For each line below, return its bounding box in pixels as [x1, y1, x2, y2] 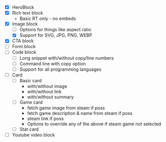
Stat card [19, 126, 39, 132]
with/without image [27, 83, 68, 89]
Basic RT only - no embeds [19, 16, 76, 22]
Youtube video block [12, 131, 55, 137]
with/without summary [27, 94, 74, 100]
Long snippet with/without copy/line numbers [19, 55, 114, 61]
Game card [19, 99, 43, 105]
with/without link [27, 88, 62, 94]
